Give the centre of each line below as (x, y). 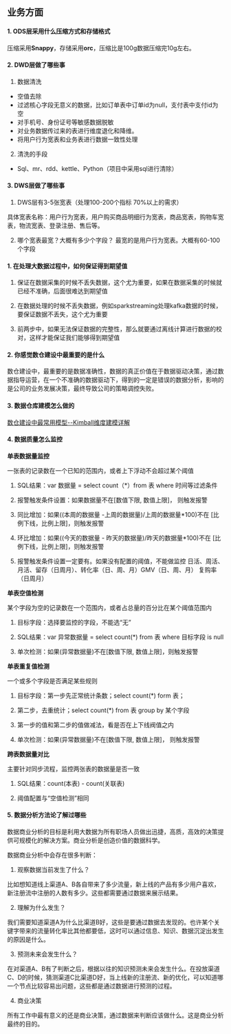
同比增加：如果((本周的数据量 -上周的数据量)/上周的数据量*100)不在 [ (115, 514)
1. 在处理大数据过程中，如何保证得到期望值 (67, 266)
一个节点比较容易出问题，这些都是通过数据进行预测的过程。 (91, 986)
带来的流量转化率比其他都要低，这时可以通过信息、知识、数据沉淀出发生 (121, 931)
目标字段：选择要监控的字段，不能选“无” (74, 622)
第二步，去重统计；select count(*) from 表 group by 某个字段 (103, 710)
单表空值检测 (25, 593)
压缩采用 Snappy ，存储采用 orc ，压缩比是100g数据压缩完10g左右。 (101, 48)
